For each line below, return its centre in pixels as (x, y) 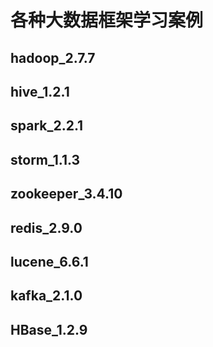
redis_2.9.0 (46, 227)
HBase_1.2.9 (49, 329)
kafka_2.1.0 (46, 296)
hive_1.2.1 (40, 91)
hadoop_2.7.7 (53, 57)
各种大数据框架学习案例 (107, 20)
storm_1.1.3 (45, 159)
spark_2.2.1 (47, 126)
